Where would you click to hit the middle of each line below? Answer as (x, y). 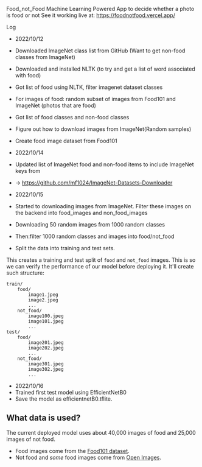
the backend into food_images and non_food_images (81, 213)
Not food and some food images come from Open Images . (88, 457)
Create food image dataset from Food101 (66, 141)
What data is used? (44, 418)
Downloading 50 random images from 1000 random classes (90, 224)
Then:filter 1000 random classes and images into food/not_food (95, 236)
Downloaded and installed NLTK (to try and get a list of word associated (105, 69)
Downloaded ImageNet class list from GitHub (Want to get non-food (100, 51)
